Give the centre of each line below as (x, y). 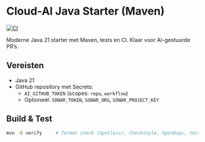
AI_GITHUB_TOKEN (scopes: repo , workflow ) (76, 93)
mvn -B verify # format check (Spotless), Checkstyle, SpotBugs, (97, 133)
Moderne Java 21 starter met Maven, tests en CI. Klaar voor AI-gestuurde (98, 40)
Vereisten (25, 66)
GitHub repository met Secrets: (54, 87)
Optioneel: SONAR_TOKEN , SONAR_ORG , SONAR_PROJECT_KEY (92, 99)
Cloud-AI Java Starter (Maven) (85, 11)
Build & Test (29, 119)
